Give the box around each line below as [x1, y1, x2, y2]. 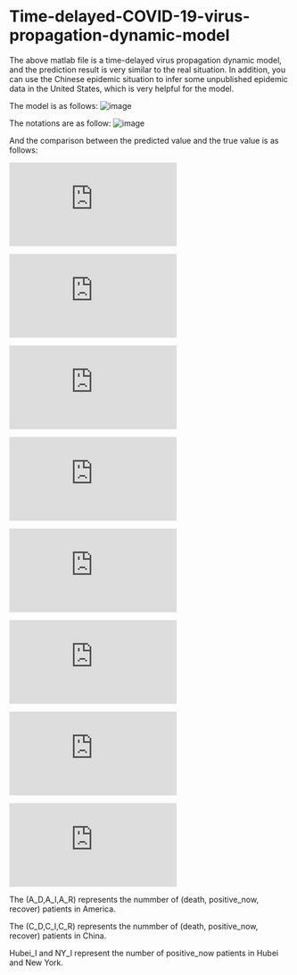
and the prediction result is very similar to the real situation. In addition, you [9, 64, 286, 75]
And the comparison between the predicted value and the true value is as [9, 135, 279, 146]
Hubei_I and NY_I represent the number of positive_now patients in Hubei [9, 947, 279, 958]
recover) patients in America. [9, 904, 116, 914]
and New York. [9, 957, 64, 968]
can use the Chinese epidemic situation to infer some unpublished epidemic [9, 73, 288, 84]
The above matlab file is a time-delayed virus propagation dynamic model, [9, 54, 283, 65]
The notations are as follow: [9, 118, 111, 129]
